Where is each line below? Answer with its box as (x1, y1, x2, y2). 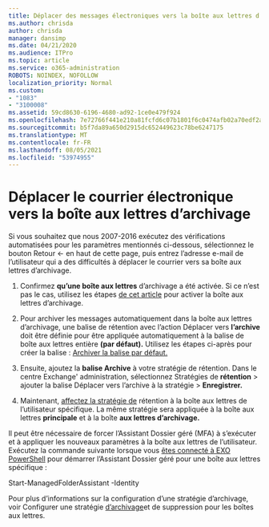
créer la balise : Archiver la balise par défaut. (19, 348, 168, 358)
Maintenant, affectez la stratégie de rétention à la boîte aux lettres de (19, 396, 247, 406)
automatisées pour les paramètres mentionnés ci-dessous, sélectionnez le (8, 240, 255, 249)
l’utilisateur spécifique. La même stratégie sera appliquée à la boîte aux (19, 404, 255, 414)
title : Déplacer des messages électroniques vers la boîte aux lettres (8, 11, 252, 20)
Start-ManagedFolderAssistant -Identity (8, 478, 140, 488)
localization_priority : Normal (8, 79, 113, 87)
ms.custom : (8, 86, 45, 95)
